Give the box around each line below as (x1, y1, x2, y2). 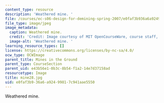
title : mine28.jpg (5, 75, 42, 80)
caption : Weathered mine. (9, 30, 62, 35)
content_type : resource (5, 7, 54, 12)
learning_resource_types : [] (5, 43, 64, 48)
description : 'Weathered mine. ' (5, 12, 73, 17)
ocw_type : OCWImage (5, 52, 45, 58)
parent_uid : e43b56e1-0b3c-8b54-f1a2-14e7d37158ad (5, 66, 110, 71)
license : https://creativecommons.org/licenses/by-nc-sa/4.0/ (5, 48, 134, 53)
